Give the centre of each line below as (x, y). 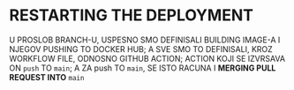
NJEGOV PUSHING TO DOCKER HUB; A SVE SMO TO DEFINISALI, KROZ (141, 49)
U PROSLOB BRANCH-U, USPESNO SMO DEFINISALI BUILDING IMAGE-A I (145, 40)
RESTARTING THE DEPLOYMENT (132, 15)
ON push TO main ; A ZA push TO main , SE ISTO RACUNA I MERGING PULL (143, 68)
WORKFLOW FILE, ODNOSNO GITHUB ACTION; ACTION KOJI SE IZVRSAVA (147, 58)
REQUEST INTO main (47, 77)
